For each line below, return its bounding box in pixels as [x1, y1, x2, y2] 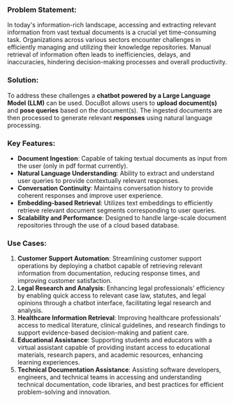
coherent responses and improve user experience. [17, 191, 163, 200]
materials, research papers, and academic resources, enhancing [17, 351, 203, 359]
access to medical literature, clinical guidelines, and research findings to [17, 321, 226, 330]
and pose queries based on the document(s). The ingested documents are [7, 106, 223, 115]
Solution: [7, 75, 39, 85]
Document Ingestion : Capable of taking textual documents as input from [17, 154, 228, 162]
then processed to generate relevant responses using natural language [7, 113, 213, 122]
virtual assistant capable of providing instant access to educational [17, 344, 210, 352]
